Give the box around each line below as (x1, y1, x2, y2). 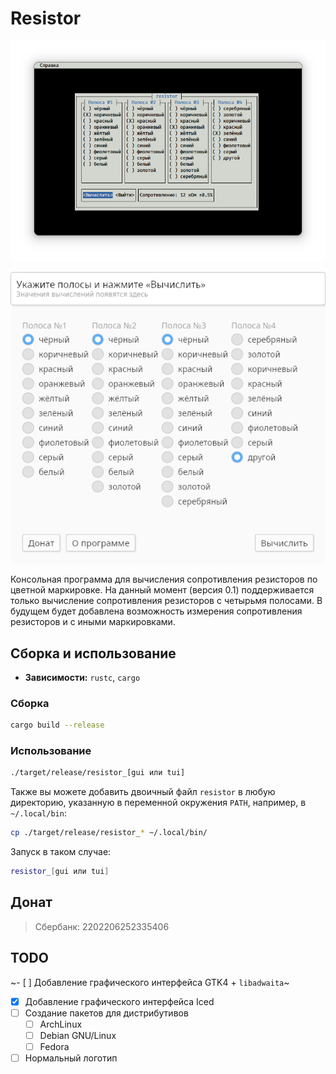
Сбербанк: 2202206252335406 (34, 920, 170, 932)
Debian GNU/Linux (39, 1029, 117, 1041)
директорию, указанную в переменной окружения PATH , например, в (10, 797, 307, 809)
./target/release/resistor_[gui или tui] (10, 768, 186, 778)
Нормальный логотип (24, 1052, 118, 1064)
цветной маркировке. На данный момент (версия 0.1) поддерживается (10, 584, 315, 596)
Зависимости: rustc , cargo (24, 671, 141, 683)
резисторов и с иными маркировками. (10, 616, 176, 628)
